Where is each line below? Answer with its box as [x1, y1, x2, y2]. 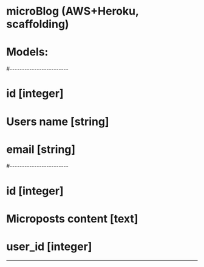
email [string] [6, 142, 76, 156]
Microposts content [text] [6, 212, 138, 226]
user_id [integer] [6, 240, 92, 254]
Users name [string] [6, 115, 109, 129]
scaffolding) [6, 17, 69, 31]
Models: [6, 45, 49, 59]
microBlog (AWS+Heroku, [6, 4, 139, 18]
